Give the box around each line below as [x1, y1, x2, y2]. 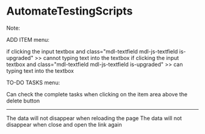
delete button [6, 97, 40, 104]
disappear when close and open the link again [6, 121, 122, 128]
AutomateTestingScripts [6, 4, 133, 18]
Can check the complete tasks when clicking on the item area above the [6, 90, 188, 98]
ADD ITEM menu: [6, 36, 50, 43]
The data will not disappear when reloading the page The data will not [6, 114, 182, 122]
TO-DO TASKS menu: [6, 79, 60, 86]
